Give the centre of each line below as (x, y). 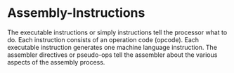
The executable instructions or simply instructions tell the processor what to (117, 32)
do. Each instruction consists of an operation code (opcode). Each (103, 39)
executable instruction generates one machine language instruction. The (112, 47)
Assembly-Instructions (76, 13)
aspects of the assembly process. (56, 62)
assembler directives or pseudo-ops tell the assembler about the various (112, 55)
